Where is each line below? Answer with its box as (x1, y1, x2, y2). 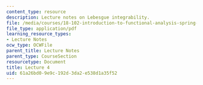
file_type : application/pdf (6, 25, 77, 32)
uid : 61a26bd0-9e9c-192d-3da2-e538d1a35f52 (6, 70, 118, 76)
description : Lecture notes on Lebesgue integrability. (6, 14, 150, 20)
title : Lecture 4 (6, 64, 50, 71)
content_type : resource (6, 8, 66, 15)
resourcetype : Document (6, 59, 66, 65)
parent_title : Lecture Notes (6, 48, 80, 54)
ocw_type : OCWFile (6, 42, 53, 48)
